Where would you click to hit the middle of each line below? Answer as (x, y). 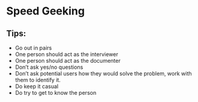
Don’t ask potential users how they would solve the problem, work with (103, 73)
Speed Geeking (45, 11)
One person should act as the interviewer (67, 54)
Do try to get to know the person (56, 93)
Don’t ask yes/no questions (49, 67)
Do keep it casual (37, 86)
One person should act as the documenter (68, 61)
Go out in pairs (33, 48)
